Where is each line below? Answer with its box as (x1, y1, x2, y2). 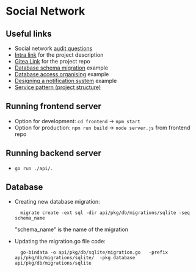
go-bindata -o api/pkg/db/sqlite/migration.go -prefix (20, 249, 169, 256)
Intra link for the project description (14, 51, 104, 59)
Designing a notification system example (14, 77, 117, 84)
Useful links (5, 29, 53, 39)
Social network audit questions (14, 45, 93, 52)
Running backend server (5, 148, 101, 159)
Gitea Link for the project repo (14, 58, 90, 65)
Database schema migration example (14, 64, 108, 71)
